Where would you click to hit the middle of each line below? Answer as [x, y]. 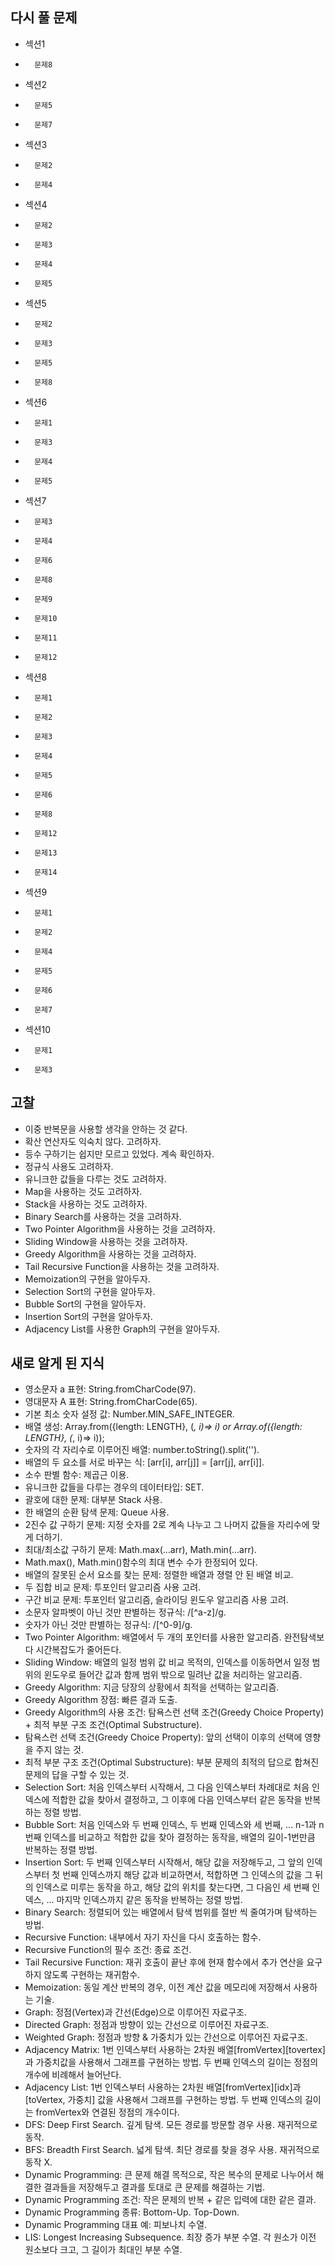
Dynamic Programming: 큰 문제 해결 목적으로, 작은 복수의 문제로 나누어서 [169, 2175]
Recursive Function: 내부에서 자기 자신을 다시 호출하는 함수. [143, 1937]
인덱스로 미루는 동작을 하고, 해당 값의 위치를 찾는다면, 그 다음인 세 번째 [172, 1887]
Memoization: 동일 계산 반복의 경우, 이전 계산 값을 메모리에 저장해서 [158, 1987]
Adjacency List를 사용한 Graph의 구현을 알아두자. [122, 1329]
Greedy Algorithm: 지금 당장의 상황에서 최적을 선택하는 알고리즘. [152, 1687]
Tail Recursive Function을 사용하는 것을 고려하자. [122, 1266]
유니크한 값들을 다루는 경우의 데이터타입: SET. [114, 1487]
